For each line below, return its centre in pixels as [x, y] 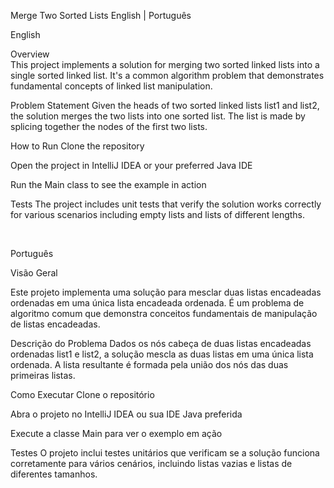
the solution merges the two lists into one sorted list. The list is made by [158, 116]
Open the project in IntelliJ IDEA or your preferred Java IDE [131, 165]
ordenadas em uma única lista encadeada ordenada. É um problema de [157, 303]
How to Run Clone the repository [77, 146]
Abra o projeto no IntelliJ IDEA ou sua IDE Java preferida [126, 414]
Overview [30, 54]
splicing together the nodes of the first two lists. [109, 126]
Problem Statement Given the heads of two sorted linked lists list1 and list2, [165, 105]
